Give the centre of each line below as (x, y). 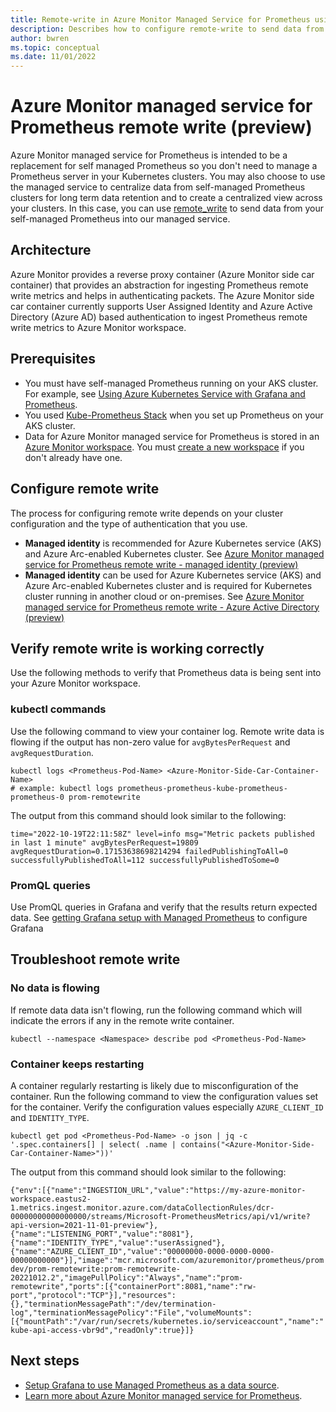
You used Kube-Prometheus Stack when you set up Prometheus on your (174, 415)
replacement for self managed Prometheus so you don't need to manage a (164, 166)
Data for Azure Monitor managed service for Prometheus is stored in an (172, 436)
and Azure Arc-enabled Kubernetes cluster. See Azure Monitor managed (174, 553)
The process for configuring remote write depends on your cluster (147, 513)
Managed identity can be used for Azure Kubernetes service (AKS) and (173, 575)
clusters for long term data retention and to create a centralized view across (166, 198)
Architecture (51, 250)
